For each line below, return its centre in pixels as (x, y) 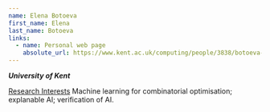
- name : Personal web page (61, 46)
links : (19, 38)
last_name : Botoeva (41, 30)
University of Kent (39, 76)
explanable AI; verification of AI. (61, 100)
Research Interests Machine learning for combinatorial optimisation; (121, 91)
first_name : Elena (39, 23)
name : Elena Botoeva (43, 16)
